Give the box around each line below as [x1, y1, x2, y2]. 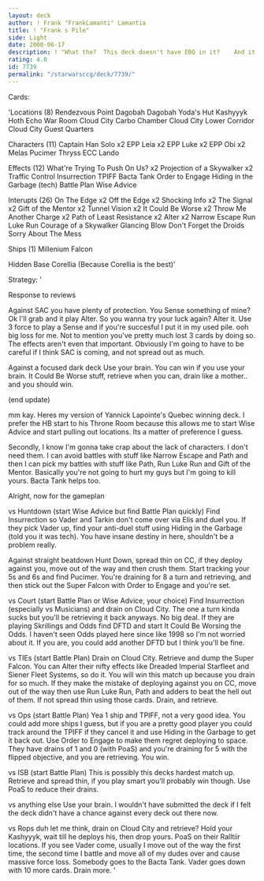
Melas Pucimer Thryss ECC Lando [8, 148, 120, 157]
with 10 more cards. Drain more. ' [8, 865, 116, 875]
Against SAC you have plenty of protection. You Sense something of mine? [8, 305, 251, 314]
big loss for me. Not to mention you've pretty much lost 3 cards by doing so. [8, 330, 256, 340]
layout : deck [8, 11, 51, 20]
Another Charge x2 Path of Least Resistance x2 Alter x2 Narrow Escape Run [8, 212, 256, 221]
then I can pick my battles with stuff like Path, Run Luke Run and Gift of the [8, 459, 251, 469]
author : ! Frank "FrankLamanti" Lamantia [8, 19, 147, 27]
